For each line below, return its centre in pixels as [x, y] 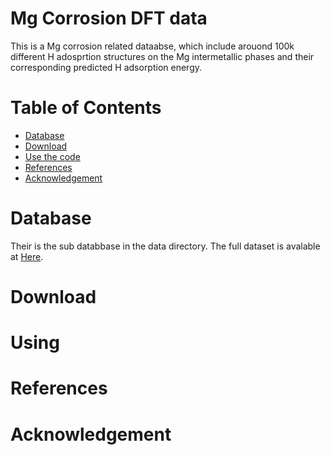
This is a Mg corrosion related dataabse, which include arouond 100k [152, 46]
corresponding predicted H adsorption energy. [106, 67]
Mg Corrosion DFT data [109, 18]
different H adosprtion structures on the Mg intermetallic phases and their [162, 56]
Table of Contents [86, 108]
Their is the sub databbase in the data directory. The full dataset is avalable [165, 246]
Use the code [52, 156]
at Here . [27, 256]
